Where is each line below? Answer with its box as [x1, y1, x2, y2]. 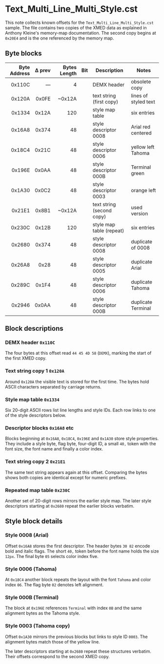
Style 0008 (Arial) [5, 532, 49, 538]
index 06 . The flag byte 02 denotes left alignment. [5, 581, 104, 587]
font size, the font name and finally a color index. [5, 446, 103, 452]
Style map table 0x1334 [5, 396, 60, 403]
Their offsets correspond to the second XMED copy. [5, 653, 110, 659]
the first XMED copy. [5, 355, 47, 361]
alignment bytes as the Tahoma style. [5, 610, 81, 616]
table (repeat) [92, 227, 124, 234]
